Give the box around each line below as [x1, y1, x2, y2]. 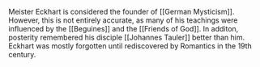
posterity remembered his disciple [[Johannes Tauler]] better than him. [8, 32, 245, 42]
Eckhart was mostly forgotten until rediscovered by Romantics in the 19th [8, 41, 253, 51]
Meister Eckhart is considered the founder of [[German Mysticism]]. [8, 7, 235, 16]
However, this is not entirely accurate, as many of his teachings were [8, 15, 238, 25]
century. [8, 50, 36, 59]
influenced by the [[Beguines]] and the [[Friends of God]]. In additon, [8, 24, 239, 33]
